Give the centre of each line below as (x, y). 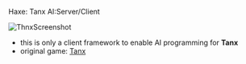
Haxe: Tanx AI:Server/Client (54, 12)
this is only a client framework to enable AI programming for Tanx (129, 42)
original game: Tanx (53, 51)
